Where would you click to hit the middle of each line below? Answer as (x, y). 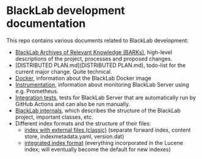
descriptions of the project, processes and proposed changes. (94, 58)
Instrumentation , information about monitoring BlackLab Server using (102, 84)
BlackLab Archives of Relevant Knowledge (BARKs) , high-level (94, 52)
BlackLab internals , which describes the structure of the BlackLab (98, 110)
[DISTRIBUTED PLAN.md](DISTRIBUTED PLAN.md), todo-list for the (100, 65)
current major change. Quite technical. (63, 71)
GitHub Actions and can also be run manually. (72, 104)
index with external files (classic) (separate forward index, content (107, 130)
